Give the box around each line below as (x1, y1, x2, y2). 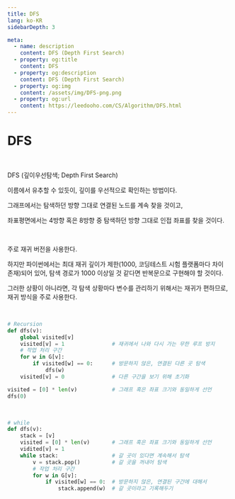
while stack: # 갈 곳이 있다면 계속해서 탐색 (20, 452, 190, 459)
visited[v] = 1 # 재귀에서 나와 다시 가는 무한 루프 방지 (20, 340, 215, 347)
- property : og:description (13, 69, 97, 77)
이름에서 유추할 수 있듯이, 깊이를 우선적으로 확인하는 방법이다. (7, 186, 178, 194)
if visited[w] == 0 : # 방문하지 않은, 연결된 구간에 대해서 (45, 478, 207, 486)
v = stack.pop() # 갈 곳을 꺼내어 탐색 (33, 459, 167, 466)
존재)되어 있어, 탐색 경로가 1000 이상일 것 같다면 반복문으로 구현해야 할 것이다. (7, 269, 224, 277)
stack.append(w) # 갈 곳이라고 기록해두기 (57, 485, 173, 493)
